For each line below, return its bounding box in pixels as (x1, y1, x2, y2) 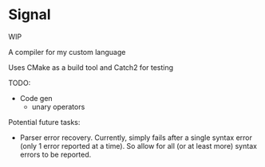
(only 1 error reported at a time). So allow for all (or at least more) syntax (19, 141, 258, 150)
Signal (8, 6, 51, 24)
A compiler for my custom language (8, 47, 126, 56)
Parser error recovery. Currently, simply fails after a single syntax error (19, 133, 253, 142)
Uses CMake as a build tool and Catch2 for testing (8, 62, 174, 72)
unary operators (31, 102, 85, 111)
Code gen (19, 93, 53, 103)
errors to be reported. (19, 150, 92, 159)
